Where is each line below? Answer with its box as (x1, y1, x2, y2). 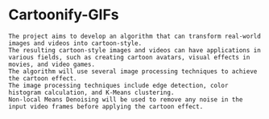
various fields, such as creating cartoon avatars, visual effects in (8, 53, 250, 61)
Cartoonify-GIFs (8, 6, 119, 24)
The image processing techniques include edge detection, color (8, 81, 229, 89)
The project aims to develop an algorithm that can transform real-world (8, 32, 262, 40)
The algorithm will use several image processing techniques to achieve (8, 67, 258, 76)
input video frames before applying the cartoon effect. (8, 102, 204, 110)
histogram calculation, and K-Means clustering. (8, 88, 175, 96)
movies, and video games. (8, 60, 95, 68)
